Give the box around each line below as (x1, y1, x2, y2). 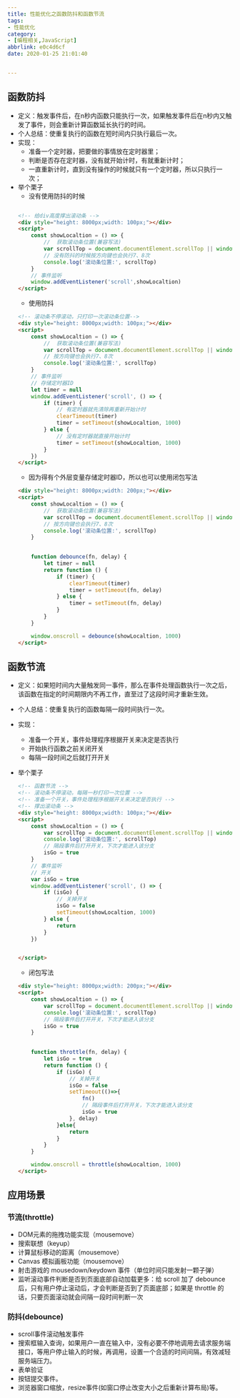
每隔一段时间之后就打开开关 (28, 753, 111, 762)
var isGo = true (31, 875, 79, 882)
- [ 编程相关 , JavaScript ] (7, 37, 77, 44)
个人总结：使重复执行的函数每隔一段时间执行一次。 (17, 705, 169, 714)
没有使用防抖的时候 (28, 191, 86, 200)
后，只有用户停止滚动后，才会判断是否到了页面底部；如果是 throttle (17, 1283, 216, 1292)
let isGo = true (44, 1055, 92, 1062)
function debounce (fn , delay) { (31, 553, 127, 560)
